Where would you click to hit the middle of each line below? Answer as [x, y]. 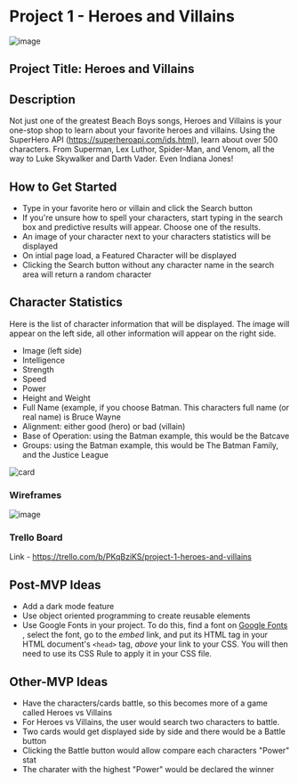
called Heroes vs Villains [67, 712]
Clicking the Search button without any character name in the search [148, 265]
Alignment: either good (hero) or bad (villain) [104, 426]
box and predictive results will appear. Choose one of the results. [141, 227]
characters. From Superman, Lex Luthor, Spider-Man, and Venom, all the [142, 150]
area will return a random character [87, 274]
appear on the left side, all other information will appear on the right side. [143, 333]
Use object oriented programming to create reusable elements [136, 616]
